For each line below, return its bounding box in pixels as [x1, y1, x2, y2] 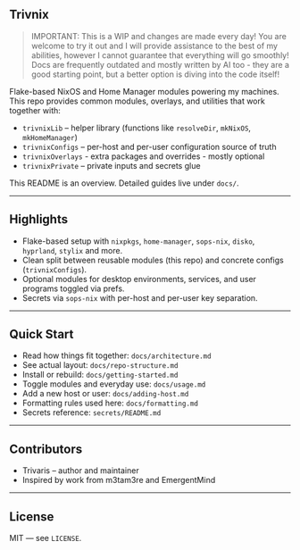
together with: [9, 104, 61, 115]
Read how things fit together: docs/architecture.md [21, 350, 212, 361]
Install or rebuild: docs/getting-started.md [21, 370, 179, 380]
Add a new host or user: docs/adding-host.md [21, 388, 189, 399]
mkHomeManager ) [21, 131, 78, 142]
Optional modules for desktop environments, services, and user [21, 273, 257, 284]
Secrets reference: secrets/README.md [21, 407, 162, 418]
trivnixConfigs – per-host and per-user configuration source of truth [21, 141, 277, 152]
